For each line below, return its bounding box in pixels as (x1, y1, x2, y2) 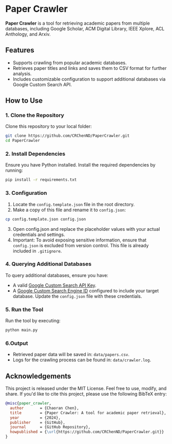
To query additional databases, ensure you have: (5, 272, 109, 278)
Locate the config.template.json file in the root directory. (12, 201, 135, 207)
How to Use (5, 96, 43, 105)
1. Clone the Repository (5, 112, 64, 119)
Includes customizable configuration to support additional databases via (12, 76, 166, 82)
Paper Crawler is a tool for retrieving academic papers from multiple (5, 20, 150, 26)
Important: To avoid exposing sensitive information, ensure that (12, 237, 147, 243)
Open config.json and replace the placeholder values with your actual (12, 226, 160, 232)
